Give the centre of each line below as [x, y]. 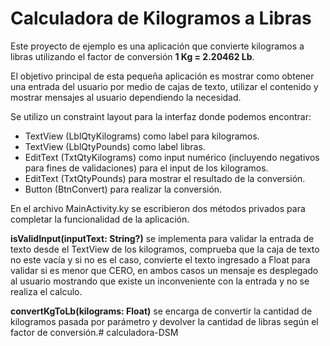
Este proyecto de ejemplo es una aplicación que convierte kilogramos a [157, 46]
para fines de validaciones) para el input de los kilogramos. [146, 168]
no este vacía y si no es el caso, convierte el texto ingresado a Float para [160, 259]
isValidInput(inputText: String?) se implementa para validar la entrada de [162, 238]
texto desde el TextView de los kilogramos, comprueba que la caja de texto [165, 249]
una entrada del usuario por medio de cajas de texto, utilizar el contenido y [164, 86]
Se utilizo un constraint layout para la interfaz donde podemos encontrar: [161, 116]
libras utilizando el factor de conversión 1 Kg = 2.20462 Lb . [132, 56]
